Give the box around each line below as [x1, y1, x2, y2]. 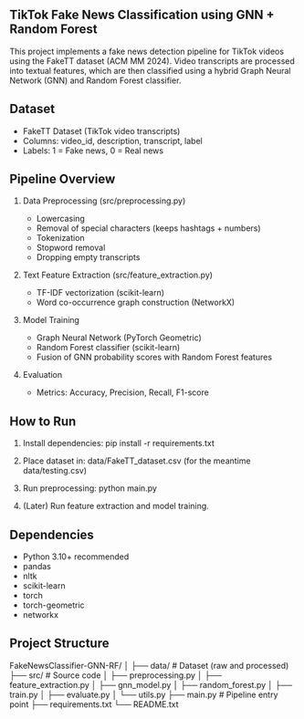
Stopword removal [36, 242, 106, 254]
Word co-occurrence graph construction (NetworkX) [36, 297, 236, 308]
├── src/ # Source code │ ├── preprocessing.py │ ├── [9, 670, 222, 681]
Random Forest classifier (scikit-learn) [36, 342, 181, 353]
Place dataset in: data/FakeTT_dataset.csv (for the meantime [22, 455, 251, 466]
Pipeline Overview [9, 172, 116, 187]
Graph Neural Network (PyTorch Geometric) [36, 332, 203, 343]
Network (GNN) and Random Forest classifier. [9, 75, 182, 86]
